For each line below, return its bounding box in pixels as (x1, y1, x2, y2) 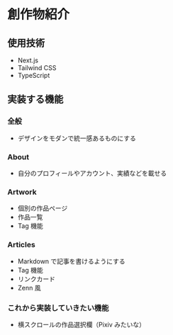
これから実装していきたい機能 (7, 302, 109, 312)
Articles (7, 240, 35, 250)
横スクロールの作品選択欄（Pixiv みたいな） (17, 320, 145, 329)
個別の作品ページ (17, 204, 68, 212)
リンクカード (17, 274, 55, 283)
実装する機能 (7, 93, 64, 106)
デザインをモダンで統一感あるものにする (17, 134, 136, 142)
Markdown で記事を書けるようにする (17, 256, 125, 266)
